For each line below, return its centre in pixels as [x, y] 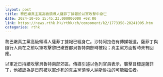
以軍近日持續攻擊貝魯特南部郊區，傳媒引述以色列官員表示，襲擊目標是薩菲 [79, 64]
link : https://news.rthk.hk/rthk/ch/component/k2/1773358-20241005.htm [79, 23]
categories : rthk [23, 27]
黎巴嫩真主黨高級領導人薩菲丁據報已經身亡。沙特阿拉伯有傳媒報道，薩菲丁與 [81, 42]
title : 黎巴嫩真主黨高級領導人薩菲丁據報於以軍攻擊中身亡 [56, 14]
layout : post [18, 9]
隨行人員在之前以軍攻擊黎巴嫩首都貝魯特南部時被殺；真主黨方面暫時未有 [77, 48]
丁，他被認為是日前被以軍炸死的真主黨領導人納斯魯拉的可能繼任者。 [73, 70]
